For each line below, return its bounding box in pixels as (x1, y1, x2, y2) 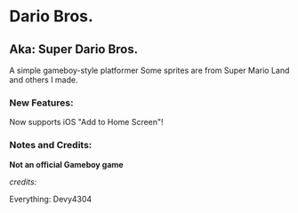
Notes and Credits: (9, 139, 93, 152)
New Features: (9, 96, 74, 108)
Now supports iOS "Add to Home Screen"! (9, 117, 164, 128)
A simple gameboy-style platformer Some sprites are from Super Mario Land (9, 65, 290, 75)
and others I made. (9, 75, 78, 85)
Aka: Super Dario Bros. (9, 42, 139, 57)
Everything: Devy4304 (9, 193, 93, 204)
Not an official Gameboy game (9, 159, 124, 170)
